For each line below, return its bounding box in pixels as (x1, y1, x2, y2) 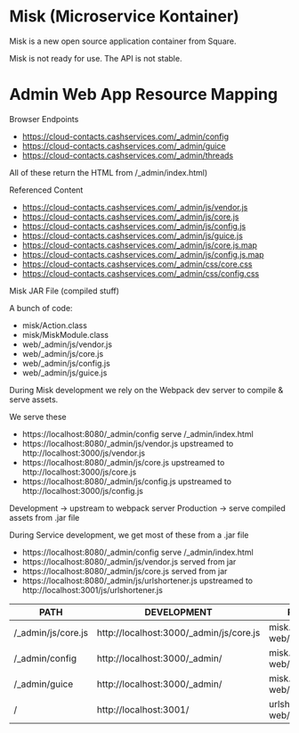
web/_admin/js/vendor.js (21, 339, 113, 350)
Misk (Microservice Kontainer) (9, 6, 240, 27)
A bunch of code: (9, 302, 73, 313)
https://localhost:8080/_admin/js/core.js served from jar (21, 565, 228, 576)
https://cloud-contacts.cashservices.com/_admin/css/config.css (21, 268, 260, 278)
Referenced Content (9, 185, 84, 195)
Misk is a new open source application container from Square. (9, 36, 237, 46)
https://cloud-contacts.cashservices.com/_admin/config (21, 131, 230, 142)
